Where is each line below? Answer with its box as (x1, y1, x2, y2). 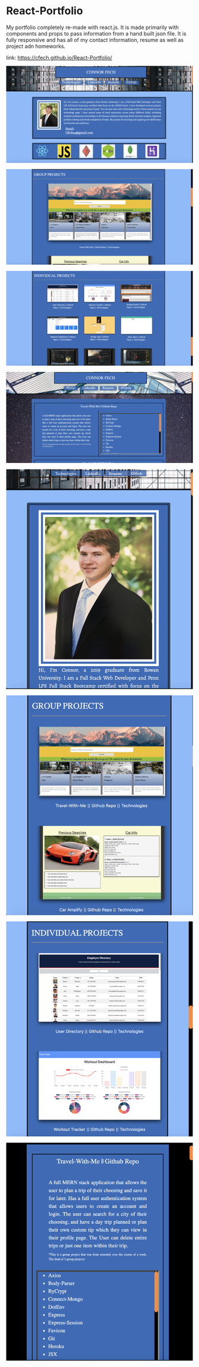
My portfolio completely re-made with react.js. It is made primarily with (6, 24, 179, 31)
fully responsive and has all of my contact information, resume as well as (6, 36, 184, 43)
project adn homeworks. (6, 43, 66, 50)
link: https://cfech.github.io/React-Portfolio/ (6, 54, 113, 61)
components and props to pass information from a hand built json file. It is (6, 30, 187, 37)
